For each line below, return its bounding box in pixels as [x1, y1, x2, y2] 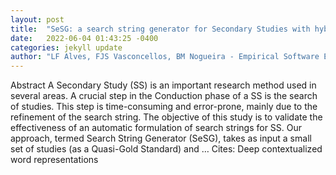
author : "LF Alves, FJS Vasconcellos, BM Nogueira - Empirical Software [10, 52, 320, 62]
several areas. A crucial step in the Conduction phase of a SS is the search [10, 90, 318, 102]
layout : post [10, 14, 65, 25]
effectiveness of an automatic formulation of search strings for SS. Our [10, 122, 303, 134]
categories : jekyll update [10, 42, 123, 53]
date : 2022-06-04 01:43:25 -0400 [10, 33, 159, 43]
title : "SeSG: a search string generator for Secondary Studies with [10, 24, 311, 34]
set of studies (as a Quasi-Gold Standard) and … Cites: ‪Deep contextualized [10, 143, 323, 155]
